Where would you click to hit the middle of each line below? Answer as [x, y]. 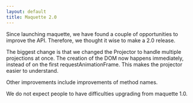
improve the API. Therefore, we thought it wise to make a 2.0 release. [91, 40]
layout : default [26, 12]
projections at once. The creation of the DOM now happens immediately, [95, 58]
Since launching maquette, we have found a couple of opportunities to [92, 34]
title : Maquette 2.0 [32, 17]
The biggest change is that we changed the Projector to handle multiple [94, 51]
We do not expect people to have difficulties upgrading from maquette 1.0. [97, 94]
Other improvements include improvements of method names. [82, 82]
